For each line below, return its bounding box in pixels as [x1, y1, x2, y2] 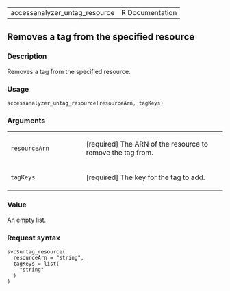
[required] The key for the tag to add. [86, 173, 205, 182]
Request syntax [7, 233, 60, 242]
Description [7, 51, 47, 61]
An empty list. [7, 216, 47, 224]
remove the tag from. [86, 148, 154, 157]
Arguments [7, 116, 46, 125]
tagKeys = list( [13, 260, 60, 267]
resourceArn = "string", [13, 254, 84, 261]
